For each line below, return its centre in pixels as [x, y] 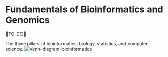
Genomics [27, 20]
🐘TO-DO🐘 [16, 34]
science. [14, 49]
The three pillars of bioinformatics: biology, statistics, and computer [77, 43]
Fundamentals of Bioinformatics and [84, 9]
